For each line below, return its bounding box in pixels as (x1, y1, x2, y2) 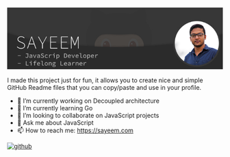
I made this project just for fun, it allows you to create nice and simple (7, 76, 203, 84)
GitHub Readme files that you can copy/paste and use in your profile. (7, 84, 202, 91)
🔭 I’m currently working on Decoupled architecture (16, 97, 159, 105)
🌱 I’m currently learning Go (16, 104, 93, 112)
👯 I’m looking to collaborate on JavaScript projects (16, 111, 159, 119)
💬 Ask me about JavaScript (16, 119, 94, 127)
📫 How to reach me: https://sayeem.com (16, 126, 133, 134)
